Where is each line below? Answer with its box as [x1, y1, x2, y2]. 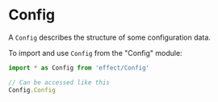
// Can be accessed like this [8, 79, 111, 87]
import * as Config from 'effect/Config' [8, 63, 150, 72]
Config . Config [8, 86, 57, 94]
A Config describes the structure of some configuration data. [8, 32, 212, 42]
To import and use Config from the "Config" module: [8, 48, 183, 57]
